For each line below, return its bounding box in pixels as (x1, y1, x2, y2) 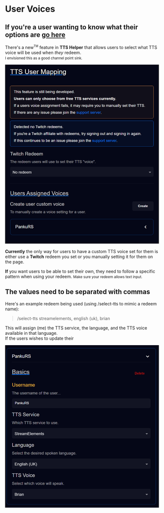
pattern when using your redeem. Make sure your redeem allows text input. (5, 273, 143, 280)
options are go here (5, 30, 66, 39)
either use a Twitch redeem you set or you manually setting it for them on (5, 254, 153, 259)
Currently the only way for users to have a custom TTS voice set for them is (5, 248, 159, 254)
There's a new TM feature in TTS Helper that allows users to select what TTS (5, 44, 158, 50)
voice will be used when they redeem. (5, 49, 82, 55)
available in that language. (5, 330, 58, 336)
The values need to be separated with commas (5, 288, 150, 296)
